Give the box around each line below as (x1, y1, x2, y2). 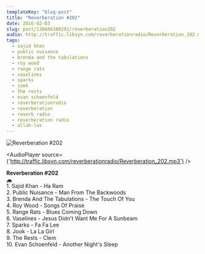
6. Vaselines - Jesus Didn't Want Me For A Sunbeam (6, 215, 138, 222)
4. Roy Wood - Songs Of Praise (6, 202, 85, 209)
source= (41, 151, 63, 159)
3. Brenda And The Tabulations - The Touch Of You (6, 195, 135, 203)
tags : (6, 37, 20, 43)
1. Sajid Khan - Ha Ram (6, 183, 64, 190)
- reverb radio (12, 111, 51, 117)
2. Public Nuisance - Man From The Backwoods (6, 189, 126, 196)
